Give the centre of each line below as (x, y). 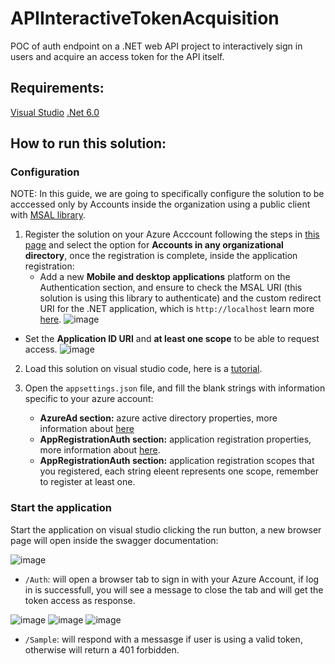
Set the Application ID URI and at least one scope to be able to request (172, 339)
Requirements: (57, 88)
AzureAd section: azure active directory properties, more (158, 418)
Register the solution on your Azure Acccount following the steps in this (172, 234)
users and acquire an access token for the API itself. (117, 56)
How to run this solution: (88, 143)
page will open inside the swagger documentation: (114, 540)
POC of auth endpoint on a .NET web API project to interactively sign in (156, 46)
